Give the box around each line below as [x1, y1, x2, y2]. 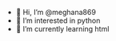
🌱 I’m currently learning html [15, 24, 110, 33]
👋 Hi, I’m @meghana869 [15, 8, 96, 17]
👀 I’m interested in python [15, 16, 101, 25]
